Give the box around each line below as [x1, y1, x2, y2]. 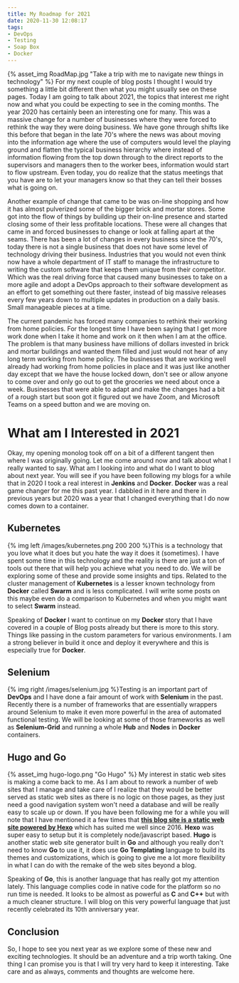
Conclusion [7, 925, 60, 937]
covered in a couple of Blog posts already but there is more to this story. [7, 623, 219, 631]
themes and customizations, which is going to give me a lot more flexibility [7, 853, 226, 862]
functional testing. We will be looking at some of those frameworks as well [7, 715, 225, 724]
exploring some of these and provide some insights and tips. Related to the [7, 571, 227, 580]
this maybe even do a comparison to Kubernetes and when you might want [7, 594, 228, 603]
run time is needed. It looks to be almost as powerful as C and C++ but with [7, 890, 229, 898]
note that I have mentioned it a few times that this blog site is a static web [7, 816, 225, 824]
